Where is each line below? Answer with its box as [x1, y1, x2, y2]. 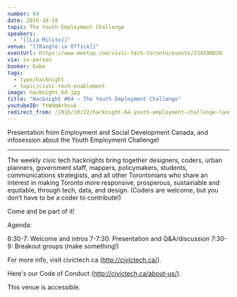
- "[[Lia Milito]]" [13, 37, 71, 44]
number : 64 [7, 10, 39, 18]
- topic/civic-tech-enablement [13, 83, 106, 90]
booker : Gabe [7, 63, 46, 70]
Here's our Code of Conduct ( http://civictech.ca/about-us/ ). [7, 269, 181, 277]
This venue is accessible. [7, 283, 81, 291]
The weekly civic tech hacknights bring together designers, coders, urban [7, 156, 222, 164]
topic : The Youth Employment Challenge [7, 23, 125, 30]
